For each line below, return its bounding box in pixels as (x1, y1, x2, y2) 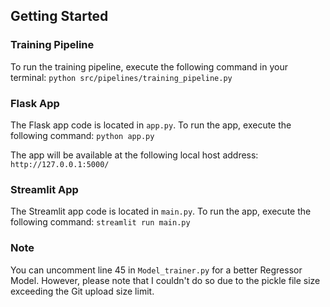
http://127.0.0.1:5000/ (10, 159, 110, 169)
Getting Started (10, 8, 109, 25)
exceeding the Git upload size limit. (10, 285, 155, 297)
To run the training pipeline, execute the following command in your (10, 60, 288, 73)
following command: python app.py (10, 129, 155, 141)
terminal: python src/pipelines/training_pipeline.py (10, 71, 233, 83)
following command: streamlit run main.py (10, 216, 191, 228)
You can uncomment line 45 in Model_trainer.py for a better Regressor (10, 264, 303, 276)
